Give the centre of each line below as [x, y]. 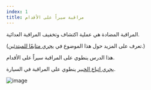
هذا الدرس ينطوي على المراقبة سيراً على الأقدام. [61, 57]
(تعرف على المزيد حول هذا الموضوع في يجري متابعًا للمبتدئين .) [76, 46]
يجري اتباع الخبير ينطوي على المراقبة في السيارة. [61, 69]
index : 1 [17, 12]
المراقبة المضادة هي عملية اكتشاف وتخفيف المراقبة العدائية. [73, 34]
